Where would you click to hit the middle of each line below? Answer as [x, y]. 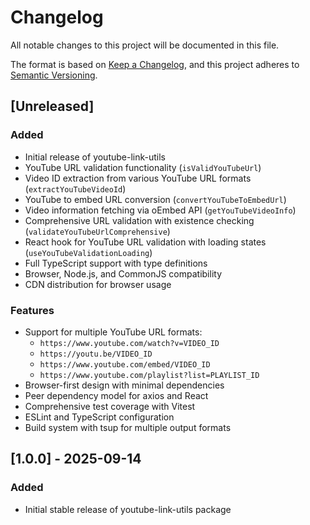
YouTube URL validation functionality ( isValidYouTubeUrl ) [143, 167]
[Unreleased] [52, 106]
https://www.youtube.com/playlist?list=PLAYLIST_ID [149, 375]
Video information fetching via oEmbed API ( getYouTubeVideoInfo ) [160, 210]
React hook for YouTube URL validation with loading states [145, 242]
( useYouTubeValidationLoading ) [88, 252]
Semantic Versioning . [54, 75]
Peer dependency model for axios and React [116, 395]
